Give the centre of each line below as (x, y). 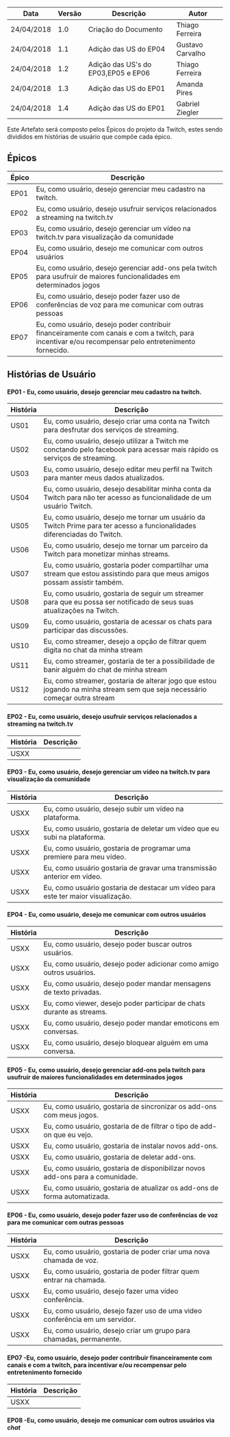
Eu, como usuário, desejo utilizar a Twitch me (116, 441)
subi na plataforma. (75, 837)
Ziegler (188, 112)
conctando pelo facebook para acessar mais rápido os (131, 450)
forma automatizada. (77, 1196)
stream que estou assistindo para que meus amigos (127, 574)
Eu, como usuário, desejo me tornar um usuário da (124, 517)
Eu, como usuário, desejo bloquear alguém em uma (126, 1043)
